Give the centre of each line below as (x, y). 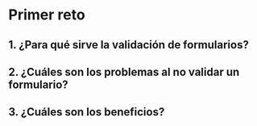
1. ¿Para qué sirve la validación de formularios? (129, 45)
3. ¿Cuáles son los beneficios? (87, 112)
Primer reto (47, 15)
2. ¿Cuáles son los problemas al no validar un (124, 71)
